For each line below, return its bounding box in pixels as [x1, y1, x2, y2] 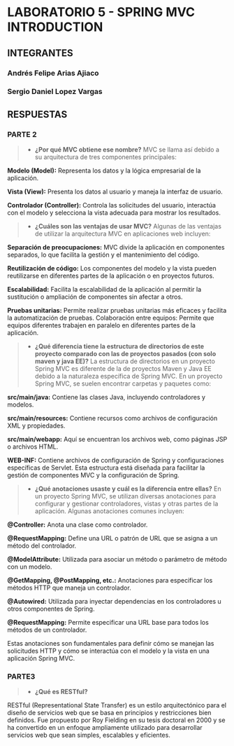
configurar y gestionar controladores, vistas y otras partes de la [34, 499, 219, 508]
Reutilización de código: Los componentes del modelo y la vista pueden [7, 264, 217, 273]
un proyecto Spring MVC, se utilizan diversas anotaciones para [34, 492, 217, 501]
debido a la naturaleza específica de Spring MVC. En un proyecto [34, 372, 223, 381]
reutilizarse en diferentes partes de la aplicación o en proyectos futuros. [7, 271, 214, 280]
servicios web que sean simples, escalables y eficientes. [7, 731, 171, 740]
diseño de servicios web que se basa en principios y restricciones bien [7, 709, 212, 717]
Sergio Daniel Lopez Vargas [7, 87, 103, 97]
